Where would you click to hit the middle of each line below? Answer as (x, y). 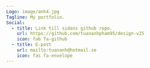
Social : (16, 22)
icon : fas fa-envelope (45, 56)
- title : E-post (31, 45)
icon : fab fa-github (42, 39)
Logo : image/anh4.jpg (33, 12)
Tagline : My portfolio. (36, 17)
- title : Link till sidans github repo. (62, 28)
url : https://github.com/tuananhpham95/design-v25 (81, 34)
